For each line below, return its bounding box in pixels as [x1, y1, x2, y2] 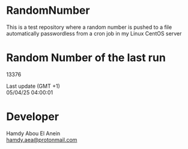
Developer [6, 110, 59, 124]
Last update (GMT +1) [6, 82, 60, 90]
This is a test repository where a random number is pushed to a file [6, 23, 172, 31]
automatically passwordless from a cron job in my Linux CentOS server [6, 29, 182, 37]
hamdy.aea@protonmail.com [6, 136, 77, 143]
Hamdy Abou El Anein [6, 130, 61, 137]
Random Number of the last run [6, 51, 166, 65]
